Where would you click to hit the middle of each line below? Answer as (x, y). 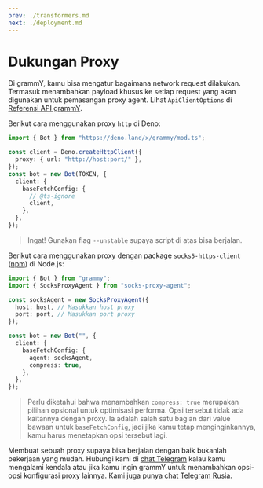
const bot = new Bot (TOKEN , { (58, 174)
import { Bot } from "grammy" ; (59, 278)
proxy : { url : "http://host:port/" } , (79, 160)
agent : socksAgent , (60, 358)
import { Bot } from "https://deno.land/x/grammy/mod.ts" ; (107, 138)
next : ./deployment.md (45, 23)
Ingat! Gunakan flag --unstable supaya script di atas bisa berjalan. (135, 240)
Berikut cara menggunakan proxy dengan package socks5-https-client (124, 255)
